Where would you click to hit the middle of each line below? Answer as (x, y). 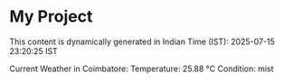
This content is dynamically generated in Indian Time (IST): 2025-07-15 (142, 41)
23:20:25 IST (34, 51)
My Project (51, 17)
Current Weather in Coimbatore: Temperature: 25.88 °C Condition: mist (142, 69)
